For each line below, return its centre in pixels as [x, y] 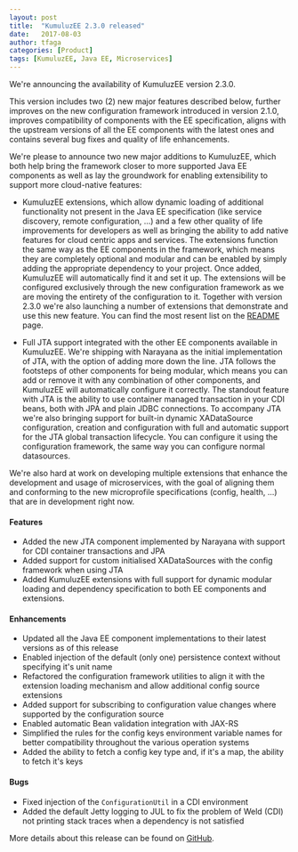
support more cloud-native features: [76, 185]
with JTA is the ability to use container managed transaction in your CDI [153, 399]
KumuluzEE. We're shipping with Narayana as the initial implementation [152, 352]
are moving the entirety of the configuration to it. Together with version [152, 296]
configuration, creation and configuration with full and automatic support [155, 427]
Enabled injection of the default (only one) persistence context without [151, 657]
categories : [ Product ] [51, 51]
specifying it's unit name [67, 667]
